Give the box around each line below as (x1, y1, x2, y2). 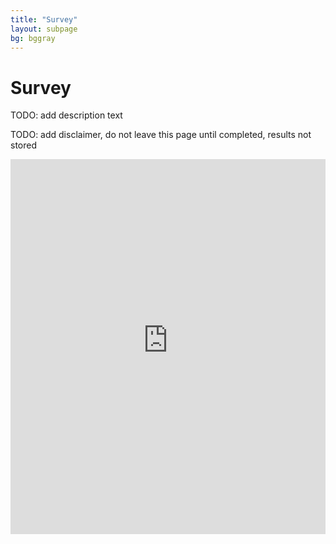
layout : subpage (10, 24, 78, 34)
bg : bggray (10, 33, 56, 43)
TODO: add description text (10, 109, 123, 121)
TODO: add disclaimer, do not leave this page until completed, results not (10, 129, 312, 141)
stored (10, 139, 37, 151)
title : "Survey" (10, 14, 78, 25)
